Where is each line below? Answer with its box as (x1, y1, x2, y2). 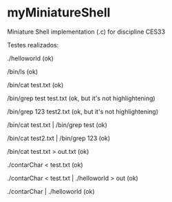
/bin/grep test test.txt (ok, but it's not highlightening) (7, 94, 156, 102)
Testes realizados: (7, 41, 59, 49)
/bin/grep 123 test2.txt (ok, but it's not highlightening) (7, 107, 159, 115)
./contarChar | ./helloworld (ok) (7, 187, 95, 195)
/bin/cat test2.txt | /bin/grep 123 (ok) (7, 134, 111, 142)
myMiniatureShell (7, 5, 111, 21)
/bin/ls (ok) (7, 67, 39, 76)
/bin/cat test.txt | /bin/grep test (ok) (7, 120, 108, 128)
